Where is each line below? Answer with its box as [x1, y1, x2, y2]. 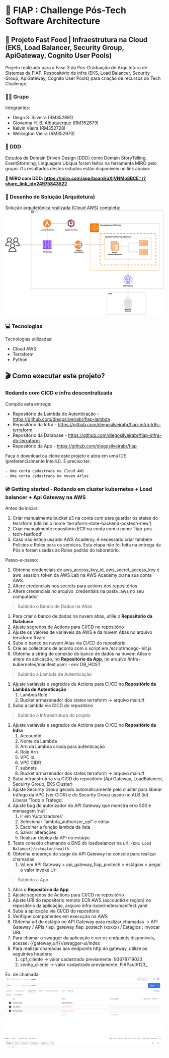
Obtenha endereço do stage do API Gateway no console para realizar [12, 850, 157, 857]
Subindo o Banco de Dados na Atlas [17, 603, 92, 609]
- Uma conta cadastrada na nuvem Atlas [5, 473, 89, 479]
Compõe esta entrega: [5, 401, 52, 407]
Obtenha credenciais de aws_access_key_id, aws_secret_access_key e [12, 567, 160, 573]
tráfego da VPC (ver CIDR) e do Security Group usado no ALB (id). [12, 791, 150, 797]
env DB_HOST [71, 661, 101, 667]
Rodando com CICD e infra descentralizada [5, 389, 113, 396]
